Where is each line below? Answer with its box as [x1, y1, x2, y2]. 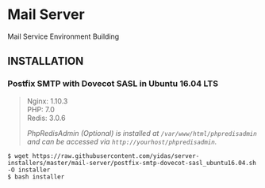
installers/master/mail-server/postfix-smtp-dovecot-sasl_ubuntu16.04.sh [7, 159, 257, 167]
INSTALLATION [7, 55, 84, 68]
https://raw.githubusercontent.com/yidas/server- [32, 152, 200, 160]
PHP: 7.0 [26, 104, 55, 114]
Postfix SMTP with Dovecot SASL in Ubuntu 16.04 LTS [7, 78, 219, 89]
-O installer [7, 166, 51, 174]
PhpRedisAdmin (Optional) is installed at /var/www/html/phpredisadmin [26, 128, 257, 137]
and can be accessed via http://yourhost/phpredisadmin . [26, 137, 217, 146]
